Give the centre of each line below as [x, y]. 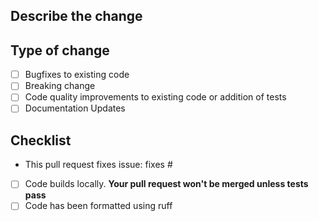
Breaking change [60, 86]
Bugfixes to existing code [77, 75]
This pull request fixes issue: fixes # [98, 165]
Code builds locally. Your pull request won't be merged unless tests [166, 184]
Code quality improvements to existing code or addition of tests [155, 97]
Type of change [60, 50]
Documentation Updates [75, 108]
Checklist [41, 140]
